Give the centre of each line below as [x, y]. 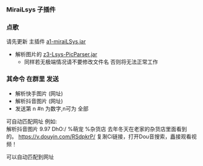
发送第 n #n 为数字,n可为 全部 [52, 108]
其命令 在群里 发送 [33, 79]
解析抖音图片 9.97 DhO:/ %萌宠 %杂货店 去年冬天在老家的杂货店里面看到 [97, 129]
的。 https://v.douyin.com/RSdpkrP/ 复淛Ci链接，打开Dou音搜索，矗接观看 [99, 136]
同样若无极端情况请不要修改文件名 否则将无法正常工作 [91, 62]
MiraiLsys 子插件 [31, 9]
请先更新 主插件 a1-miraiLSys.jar [46, 42]
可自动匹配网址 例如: [32, 121]
